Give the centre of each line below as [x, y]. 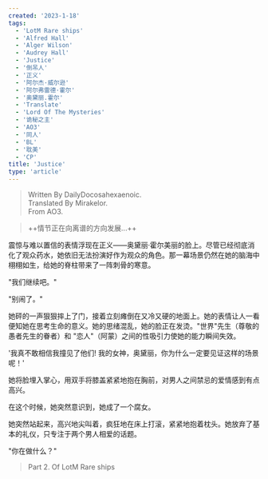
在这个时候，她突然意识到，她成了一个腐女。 [82, 407]
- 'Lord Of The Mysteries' [60, 113]
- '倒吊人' [32, 68]
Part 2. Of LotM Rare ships [71, 467]
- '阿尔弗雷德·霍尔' [45, 90]
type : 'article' [35, 172]
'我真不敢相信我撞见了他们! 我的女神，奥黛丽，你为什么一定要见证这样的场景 [134, 353]
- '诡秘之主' [35, 120]
